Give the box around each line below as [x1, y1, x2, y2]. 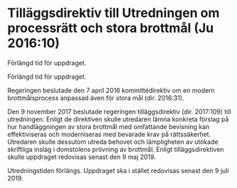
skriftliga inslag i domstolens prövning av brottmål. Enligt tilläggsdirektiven [7, 145, 224, 153]
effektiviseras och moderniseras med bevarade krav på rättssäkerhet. [7, 130, 211, 138]
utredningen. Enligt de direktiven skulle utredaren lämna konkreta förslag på [7, 115, 229, 123]
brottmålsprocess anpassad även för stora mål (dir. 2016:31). [7, 94, 184, 102]
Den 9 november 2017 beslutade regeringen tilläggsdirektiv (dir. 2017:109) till [7, 107, 231, 116]
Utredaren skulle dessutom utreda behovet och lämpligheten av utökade [7, 137, 219, 146]
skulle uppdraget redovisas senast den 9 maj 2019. [7, 153, 156, 161]
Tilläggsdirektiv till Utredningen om [7, 5, 220, 21]
